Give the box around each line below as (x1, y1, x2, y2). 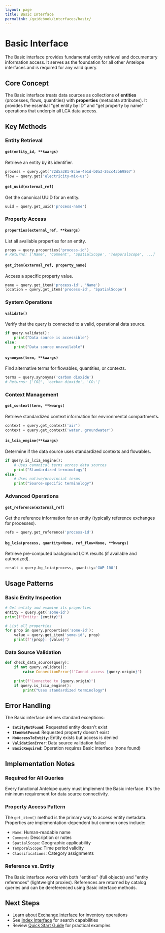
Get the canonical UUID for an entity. (5, 194, 80, 200)
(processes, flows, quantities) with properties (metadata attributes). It (5, 98, 147, 103)
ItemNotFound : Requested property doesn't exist (12, 730, 109, 736)
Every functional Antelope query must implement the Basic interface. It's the (5, 786, 160, 792)
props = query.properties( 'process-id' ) (5, 247, 90, 252)
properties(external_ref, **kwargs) (5, 228, 80, 233)
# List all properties (5, 623, 52, 629)
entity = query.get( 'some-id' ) (5, 610, 69, 615)
